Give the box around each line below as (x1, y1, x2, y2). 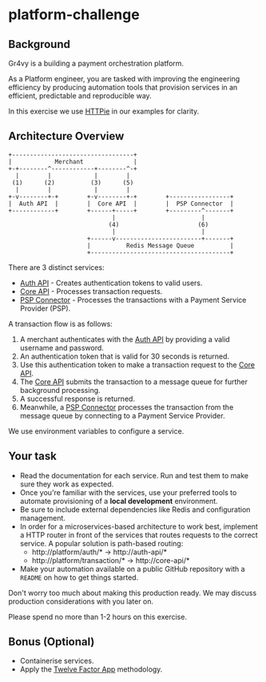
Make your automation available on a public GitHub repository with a (19, 564, 245, 573)
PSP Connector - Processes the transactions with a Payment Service (19, 295, 247, 304)
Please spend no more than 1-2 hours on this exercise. (8, 612, 188, 621)
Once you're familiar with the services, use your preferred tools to (19, 487, 237, 497)
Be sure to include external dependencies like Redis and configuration (19, 505, 251, 514)
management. (19, 513, 66, 522)
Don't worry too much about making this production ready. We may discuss (8, 588, 257, 597)
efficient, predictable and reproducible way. (8, 91, 152, 101)
